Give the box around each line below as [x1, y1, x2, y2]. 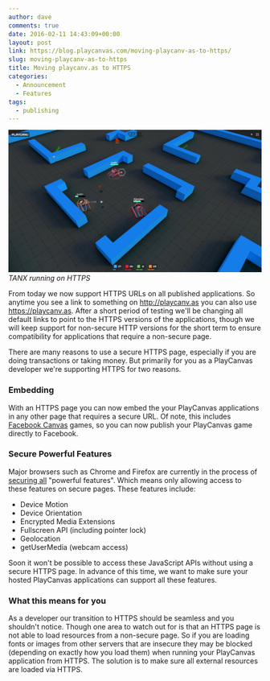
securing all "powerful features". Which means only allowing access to [8, 475, 243, 485]
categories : [8, 72, 48, 80]
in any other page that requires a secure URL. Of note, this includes [8, 411, 231, 421]
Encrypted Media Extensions [19, 516, 116, 526]
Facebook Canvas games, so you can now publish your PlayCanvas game [8, 419, 253, 430]
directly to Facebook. [8, 428, 79, 438]
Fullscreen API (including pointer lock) [19, 525, 147, 534]
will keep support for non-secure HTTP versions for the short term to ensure [8, 323, 261, 333]
